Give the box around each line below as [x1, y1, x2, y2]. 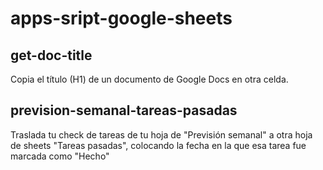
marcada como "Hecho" [10, 150, 110, 162]
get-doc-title [10, 47, 93, 64]
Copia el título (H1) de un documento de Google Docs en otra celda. [10, 73, 289, 85]
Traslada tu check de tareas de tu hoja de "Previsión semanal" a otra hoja [10, 128, 313, 141]
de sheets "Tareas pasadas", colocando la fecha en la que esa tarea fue [10, 139, 307, 151]
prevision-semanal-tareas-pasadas [10, 102, 238, 119]
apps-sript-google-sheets [10, 7, 233, 30]
